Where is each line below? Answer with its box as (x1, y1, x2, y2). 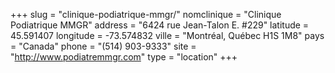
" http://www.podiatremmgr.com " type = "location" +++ (10, 51, 238, 63)
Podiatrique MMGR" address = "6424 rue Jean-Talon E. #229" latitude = (10, 19, 310, 31)
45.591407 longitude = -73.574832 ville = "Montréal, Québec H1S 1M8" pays (10, 30, 325, 41)
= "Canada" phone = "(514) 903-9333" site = (10, 40, 197, 52)
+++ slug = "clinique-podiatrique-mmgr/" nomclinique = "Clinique (10, 9, 282, 20)
